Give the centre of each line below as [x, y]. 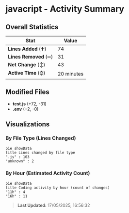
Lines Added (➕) [27, 49]
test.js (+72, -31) [29, 104]
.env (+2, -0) [25, 109]
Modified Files [28, 92]
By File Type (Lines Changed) [41, 138]
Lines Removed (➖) [30, 57]
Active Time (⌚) [27, 73]
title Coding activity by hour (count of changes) [58, 188]
